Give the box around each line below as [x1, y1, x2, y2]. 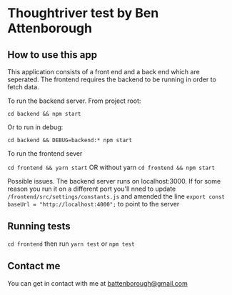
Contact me [7, 260, 61, 272]
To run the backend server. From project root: [7, 96, 141, 105]
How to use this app [7, 49, 98, 61]
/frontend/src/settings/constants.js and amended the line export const [7, 192, 225, 201]
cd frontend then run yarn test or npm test [7, 239, 135, 248]
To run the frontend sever [7, 149, 83, 158]
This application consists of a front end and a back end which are [7, 68, 200, 76]
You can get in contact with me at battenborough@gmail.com [7, 279, 188, 287]
